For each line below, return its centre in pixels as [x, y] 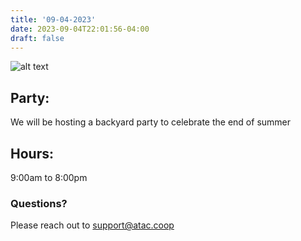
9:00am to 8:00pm [49, 177]
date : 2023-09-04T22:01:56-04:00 [80, 29]
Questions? [39, 203]
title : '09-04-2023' [53, 19]
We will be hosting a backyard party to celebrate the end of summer [151, 122]
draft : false [37, 38]
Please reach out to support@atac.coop [92, 225]
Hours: [32, 153]
